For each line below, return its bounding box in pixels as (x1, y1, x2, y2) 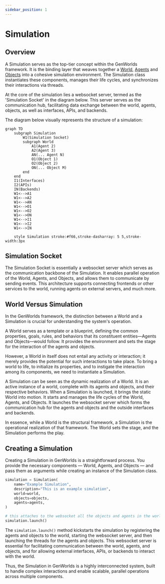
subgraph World (23, 139, 54, 144)
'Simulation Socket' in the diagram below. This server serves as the (5, 97, 141, 103)
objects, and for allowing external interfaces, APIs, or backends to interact (5, 548, 155, 554)
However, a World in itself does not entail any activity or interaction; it (5, 353, 146, 359)
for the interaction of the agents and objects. (5, 344, 96, 350)
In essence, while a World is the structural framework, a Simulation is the (5, 419, 152, 425)
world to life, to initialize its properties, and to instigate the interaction (5, 364, 145, 370)
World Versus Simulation (5, 300, 83, 309)
